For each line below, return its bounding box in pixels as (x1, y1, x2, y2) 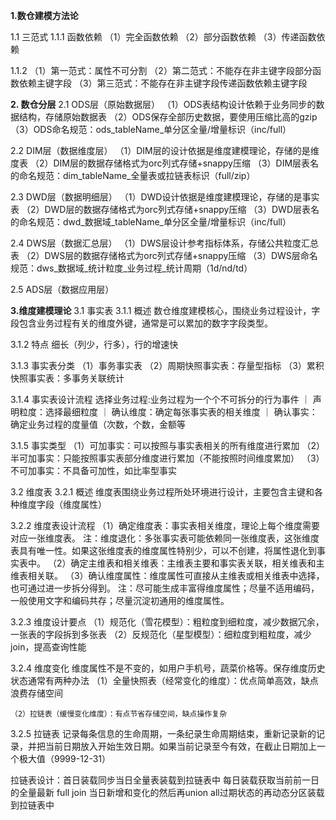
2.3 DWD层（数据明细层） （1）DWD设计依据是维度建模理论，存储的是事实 (10, 191, 320, 203)
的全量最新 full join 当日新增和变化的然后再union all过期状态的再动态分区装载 (10, 787, 325, 798)
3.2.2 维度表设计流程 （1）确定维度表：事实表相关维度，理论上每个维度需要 (10, 520, 321, 531)
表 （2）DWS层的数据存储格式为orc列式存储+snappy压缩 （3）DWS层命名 (10, 250, 318, 261)
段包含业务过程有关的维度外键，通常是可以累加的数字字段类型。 (10, 317, 273, 329)
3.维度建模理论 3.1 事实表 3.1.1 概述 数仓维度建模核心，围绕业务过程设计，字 (10, 305, 321, 316)
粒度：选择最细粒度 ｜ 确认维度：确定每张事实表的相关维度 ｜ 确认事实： (18, 406, 318, 418)
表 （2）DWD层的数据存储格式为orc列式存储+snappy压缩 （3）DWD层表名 (10, 204, 320, 215)
